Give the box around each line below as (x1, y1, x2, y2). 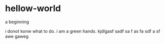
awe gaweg (5, 33, 29, 39)
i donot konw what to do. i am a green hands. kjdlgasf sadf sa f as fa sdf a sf (5, 28, 161, 34)
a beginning (5, 19, 30, 25)
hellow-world (5, 3, 61, 14)
